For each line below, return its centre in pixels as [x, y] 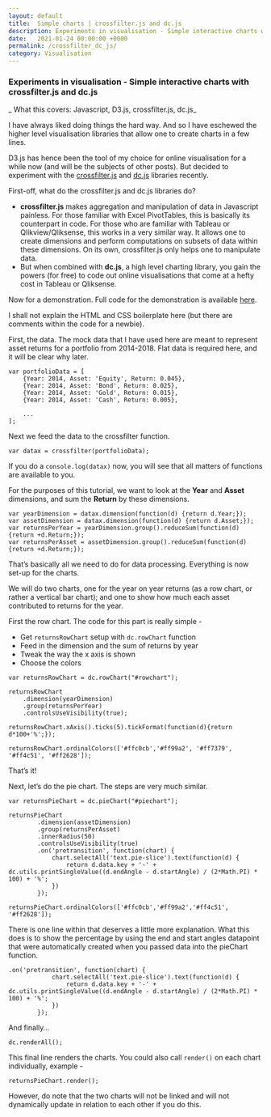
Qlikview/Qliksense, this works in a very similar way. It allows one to [133, 232]
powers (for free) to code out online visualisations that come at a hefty [137, 275]
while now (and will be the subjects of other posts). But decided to [119, 167]
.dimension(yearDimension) [68, 699]
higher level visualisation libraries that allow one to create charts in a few [129, 134]
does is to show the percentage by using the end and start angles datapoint [134, 938]
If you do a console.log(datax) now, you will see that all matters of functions [135, 466]
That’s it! [23, 771]
